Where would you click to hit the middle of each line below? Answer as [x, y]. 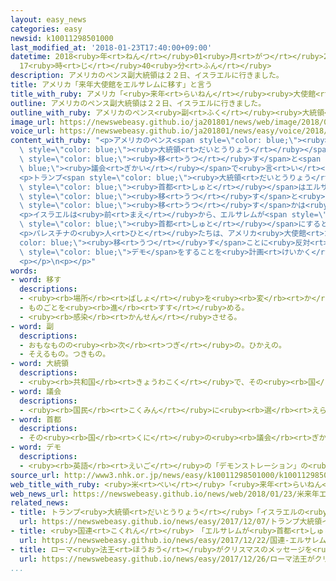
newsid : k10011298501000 [62, 38]
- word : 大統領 [39, 364]
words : [24, 271]
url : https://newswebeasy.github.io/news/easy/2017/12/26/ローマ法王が [167, 559]
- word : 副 [32, 326]
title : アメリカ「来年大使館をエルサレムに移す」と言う [111, 85]
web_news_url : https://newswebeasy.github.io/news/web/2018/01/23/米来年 [165, 494]
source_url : [35, 475]
